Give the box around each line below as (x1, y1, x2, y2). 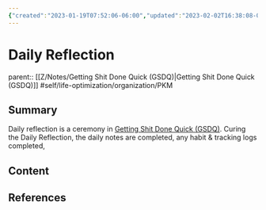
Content (8, 164, 50, 178)
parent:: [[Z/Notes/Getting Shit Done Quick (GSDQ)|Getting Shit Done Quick (8, 72, 255, 82)
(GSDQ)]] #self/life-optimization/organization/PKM (8, 80, 173, 90)
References (8, 191, 66, 204)
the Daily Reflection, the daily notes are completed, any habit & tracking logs (8, 132, 257, 143)
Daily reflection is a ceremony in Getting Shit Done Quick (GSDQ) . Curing (8, 124, 246, 134)
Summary (8, 103, 58, 116)
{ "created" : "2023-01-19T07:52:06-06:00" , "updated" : (8, 11, 182, 20)
